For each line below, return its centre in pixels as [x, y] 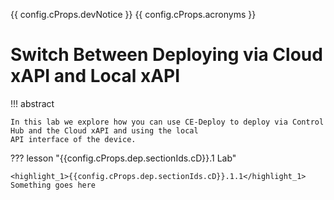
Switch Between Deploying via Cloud [166, 55]
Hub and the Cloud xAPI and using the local [104, 130]
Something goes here [53, 185]
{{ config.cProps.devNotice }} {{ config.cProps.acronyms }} [133, 14]
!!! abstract [32, 103]
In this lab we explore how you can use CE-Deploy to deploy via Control [167, 122]
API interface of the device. [73, 139]
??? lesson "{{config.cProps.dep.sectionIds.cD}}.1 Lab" [123, 158]
